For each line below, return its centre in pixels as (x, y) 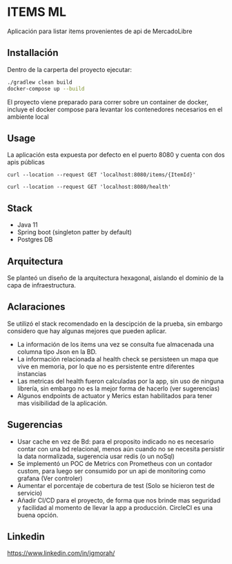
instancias (32, 373)
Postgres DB (35, 240)
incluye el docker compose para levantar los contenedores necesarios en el (115, 109)
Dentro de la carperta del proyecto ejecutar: (70, 69)
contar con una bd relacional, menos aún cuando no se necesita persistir (121, 449)
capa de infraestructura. (41, 285)
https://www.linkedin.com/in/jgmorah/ (61, 553)
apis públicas (26, 162)
